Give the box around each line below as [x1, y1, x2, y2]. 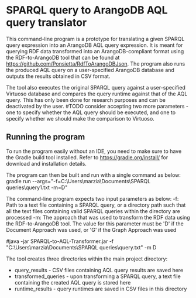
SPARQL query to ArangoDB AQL [6, 4, 168, 17]
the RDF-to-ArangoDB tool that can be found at [6, 54, 120, 61]
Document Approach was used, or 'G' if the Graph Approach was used [6, 226, 177, 233]
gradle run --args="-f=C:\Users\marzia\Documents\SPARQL [6, 177, 151, 184]
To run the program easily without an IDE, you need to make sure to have [6, 148, 182, 155]
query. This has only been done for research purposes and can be [6, 96, 166, 103]
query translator [6, 16, 87, 29]
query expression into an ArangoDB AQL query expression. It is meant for [6, 42, 183, 49]
